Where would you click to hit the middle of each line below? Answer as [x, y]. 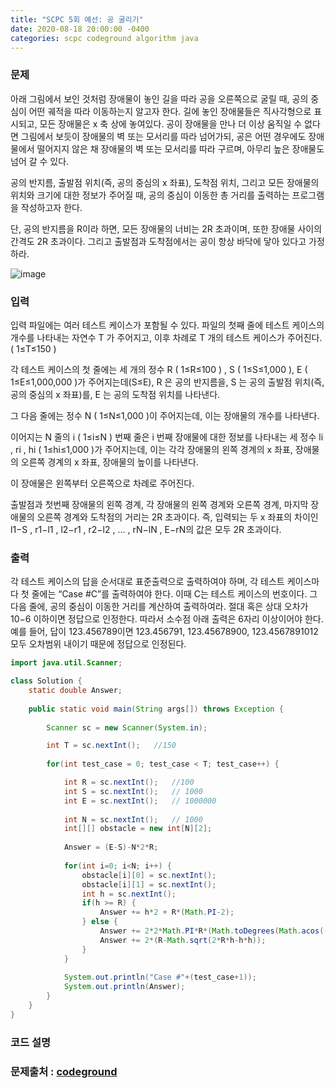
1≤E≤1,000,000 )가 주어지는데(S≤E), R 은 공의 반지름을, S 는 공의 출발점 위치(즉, [167, 382]
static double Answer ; [75, 691]
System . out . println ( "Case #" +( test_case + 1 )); [160, 977]
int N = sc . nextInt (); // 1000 [133, 819]
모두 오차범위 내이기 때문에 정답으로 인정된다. [98, 644]
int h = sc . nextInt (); [129, 894]
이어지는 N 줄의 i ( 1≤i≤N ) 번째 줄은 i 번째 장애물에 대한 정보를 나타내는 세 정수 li [167, 437]
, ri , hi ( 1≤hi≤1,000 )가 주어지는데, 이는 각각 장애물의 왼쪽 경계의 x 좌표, [151, 449]
